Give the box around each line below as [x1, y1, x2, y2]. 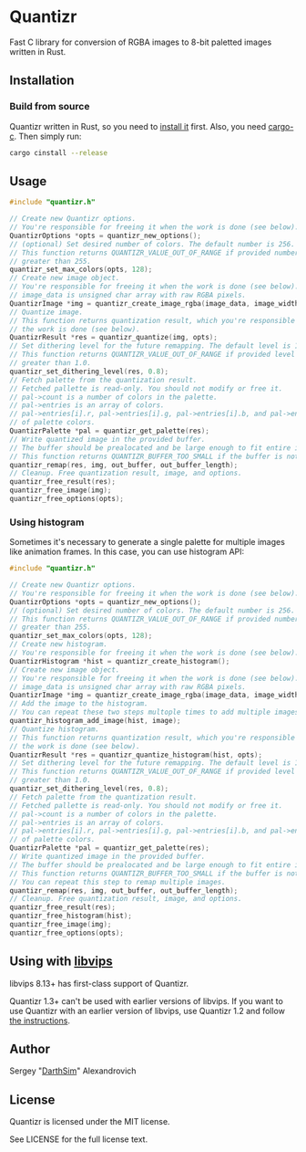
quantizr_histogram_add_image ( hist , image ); [9, 717, 181, 726]
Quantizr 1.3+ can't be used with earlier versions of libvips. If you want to [9, 995, 284, 1006]
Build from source [9, 100, 90, 113]
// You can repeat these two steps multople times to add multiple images [9, 707, 300, 717]
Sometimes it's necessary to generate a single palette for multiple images [9, 537, 285, 548]
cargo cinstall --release [9, 148, 107, 157]
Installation [9, 73, 75, 89]
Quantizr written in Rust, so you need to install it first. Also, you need [9, 120, 267, 131]
